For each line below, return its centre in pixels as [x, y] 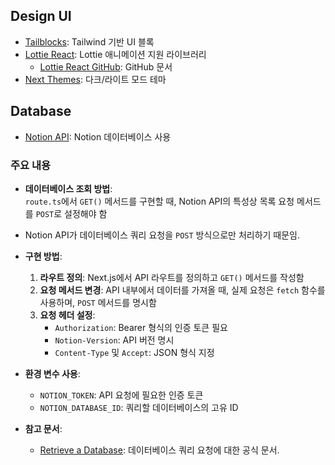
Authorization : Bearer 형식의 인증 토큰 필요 [141, 327]
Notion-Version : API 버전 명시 [114, 340]
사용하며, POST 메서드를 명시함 [98, 302]
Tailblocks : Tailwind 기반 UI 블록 [89, 41]
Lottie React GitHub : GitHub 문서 [106, 66]
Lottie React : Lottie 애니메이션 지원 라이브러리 [115, 54]
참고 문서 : [43, 428]
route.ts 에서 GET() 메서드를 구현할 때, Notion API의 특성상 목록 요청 [159, 201]
